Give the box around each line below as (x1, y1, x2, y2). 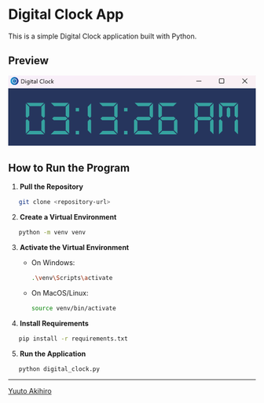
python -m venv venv (18, 229, 86, 237)
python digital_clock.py (18, 365, 101, 373)
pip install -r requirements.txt (18, 335, 128, 343)
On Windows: (31, 257, 75, 267)
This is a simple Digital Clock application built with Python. (8, 31, 197, 41)
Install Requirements (19, 318, 89, 328)
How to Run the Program (8, 161, 130, 174)
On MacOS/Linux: (31, 288, 89, 297)
